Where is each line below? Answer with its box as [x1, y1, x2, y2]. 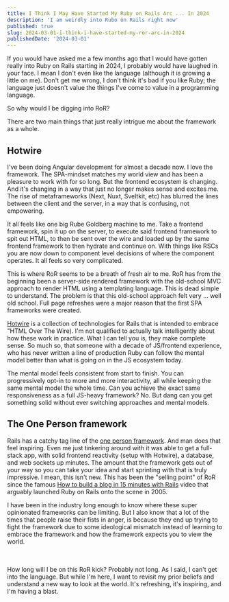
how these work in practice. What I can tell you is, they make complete [7, 334, 206, 342]
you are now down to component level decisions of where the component [7, 248, 215, 257]
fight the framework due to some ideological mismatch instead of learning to [7, 522, 223, 531]
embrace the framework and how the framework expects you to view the [7, 530, 213, 538]
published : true [7, 23, 53, 30]
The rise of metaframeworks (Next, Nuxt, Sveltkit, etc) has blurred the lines [7, 192, 219, 200]
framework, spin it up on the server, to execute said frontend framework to [7, 227, 217, 235]
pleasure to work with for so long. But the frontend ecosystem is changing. [7, 177, 217, 185]
